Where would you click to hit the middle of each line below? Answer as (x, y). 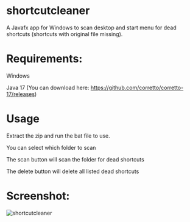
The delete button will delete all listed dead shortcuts (73, 171)
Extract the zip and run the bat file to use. (58, 136)
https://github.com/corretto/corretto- (137, 87)
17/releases (21, 94)
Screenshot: (38, 196)
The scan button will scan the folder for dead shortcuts (75, 159)
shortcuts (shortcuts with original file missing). (65, 34)
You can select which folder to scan (51, 147)
